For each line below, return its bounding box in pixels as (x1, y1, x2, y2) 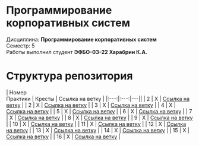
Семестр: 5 (6, 42, 35, 49)
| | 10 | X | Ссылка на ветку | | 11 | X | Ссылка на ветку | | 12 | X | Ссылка (6, 120, 187, 128)
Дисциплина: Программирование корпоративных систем (6, 36, 157, 43)
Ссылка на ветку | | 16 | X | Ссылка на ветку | (6, 133, 121, 140)
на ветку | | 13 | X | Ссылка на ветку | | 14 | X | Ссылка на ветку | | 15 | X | (6, 126, 190, 134)
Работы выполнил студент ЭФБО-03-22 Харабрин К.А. (6, 48, 147, 55)
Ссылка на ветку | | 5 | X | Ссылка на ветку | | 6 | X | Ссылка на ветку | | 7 (6, 107, 192, 115)
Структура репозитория (6, 69, 133, 83)
